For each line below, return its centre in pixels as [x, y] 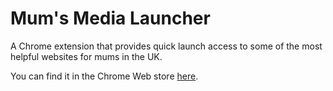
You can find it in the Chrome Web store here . [104, 76]
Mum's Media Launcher [110, 18]
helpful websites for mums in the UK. [86, 56]
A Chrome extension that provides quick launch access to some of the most [166, 46]
